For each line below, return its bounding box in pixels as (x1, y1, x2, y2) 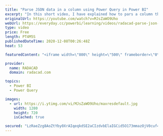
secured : (5, 124, 23, 129)
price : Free (5, 30, 29, 35)
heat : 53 (5, 43, 23, 48)
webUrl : (5, 20, 21, 26)
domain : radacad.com (9, 70, 51, 75)
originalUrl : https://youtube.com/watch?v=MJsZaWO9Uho (5, 16, 118, 21)
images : (5, 97, 21, 101)
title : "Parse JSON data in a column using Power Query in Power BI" (5, 7, 149, 12)
